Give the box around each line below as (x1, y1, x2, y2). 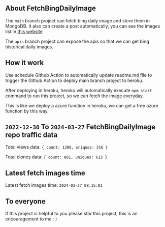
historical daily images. (5, 43, 53, 50)
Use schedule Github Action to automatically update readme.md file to (5, 72, 152, 78)
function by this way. (5, 108, 49, 114)
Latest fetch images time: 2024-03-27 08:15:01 (5, 182, 103, 188)
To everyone (5, 197, 46, 206)
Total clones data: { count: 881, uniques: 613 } (5, 154, 108, 160)
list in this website (5, 28, 43, 35)
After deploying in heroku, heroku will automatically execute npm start (5, 87, 152, 93)
